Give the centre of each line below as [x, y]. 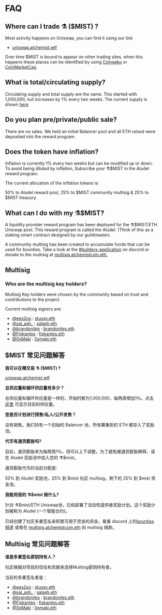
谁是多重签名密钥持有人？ [30, 557]
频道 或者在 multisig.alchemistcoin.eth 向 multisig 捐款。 [61, 527]
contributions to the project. [33, 299]
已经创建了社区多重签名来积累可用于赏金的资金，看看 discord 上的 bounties [80, 521]
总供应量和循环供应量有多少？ [35, 388]
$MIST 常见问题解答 [35, 356]
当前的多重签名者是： [26, 577]
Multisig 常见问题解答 [37, 544]
